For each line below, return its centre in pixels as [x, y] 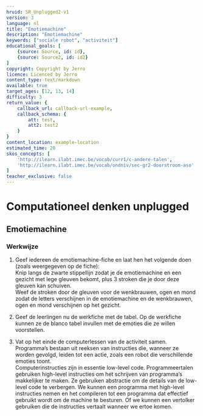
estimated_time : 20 [31, 148]
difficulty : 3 [24, 97]
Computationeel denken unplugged [98, 206]
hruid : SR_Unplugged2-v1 [38, 12]
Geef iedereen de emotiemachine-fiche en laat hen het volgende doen [103, 259]
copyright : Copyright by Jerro [46, 69]
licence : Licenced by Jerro [42, 74]
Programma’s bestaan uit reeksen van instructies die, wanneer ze [97, 348]
